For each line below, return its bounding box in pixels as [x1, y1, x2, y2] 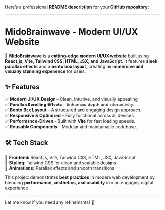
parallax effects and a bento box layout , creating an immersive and [5, 63, 144, 69]
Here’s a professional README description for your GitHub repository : [5, 4, 149, 10]
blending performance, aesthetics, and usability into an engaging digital [5, 179, 154, 185]
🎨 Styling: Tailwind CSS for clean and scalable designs [5, 160, 116, 166]
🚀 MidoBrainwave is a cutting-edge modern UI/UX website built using [5, 53, 149, 59]
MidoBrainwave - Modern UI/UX [5, 26, 138, 37]
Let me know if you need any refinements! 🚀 [5, 199, 94, 205]
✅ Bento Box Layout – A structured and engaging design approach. [5, 107, 142, 113]
